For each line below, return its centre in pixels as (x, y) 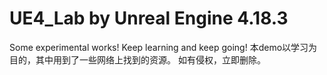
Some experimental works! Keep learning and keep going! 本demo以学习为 (163, 47)
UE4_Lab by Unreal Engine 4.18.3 (149, 18)
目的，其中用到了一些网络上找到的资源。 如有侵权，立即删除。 (137, 59)
